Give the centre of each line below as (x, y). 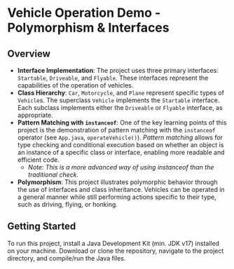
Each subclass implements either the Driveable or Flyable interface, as (120, 108)
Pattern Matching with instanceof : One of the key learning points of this (122, 123)
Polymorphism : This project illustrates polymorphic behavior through (117, 182)
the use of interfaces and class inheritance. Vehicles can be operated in (121, 189)
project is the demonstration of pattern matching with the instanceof (116, 130)
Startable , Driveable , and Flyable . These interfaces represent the (113, 78)
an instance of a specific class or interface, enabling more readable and (121, 152)
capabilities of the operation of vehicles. (75, 85)
